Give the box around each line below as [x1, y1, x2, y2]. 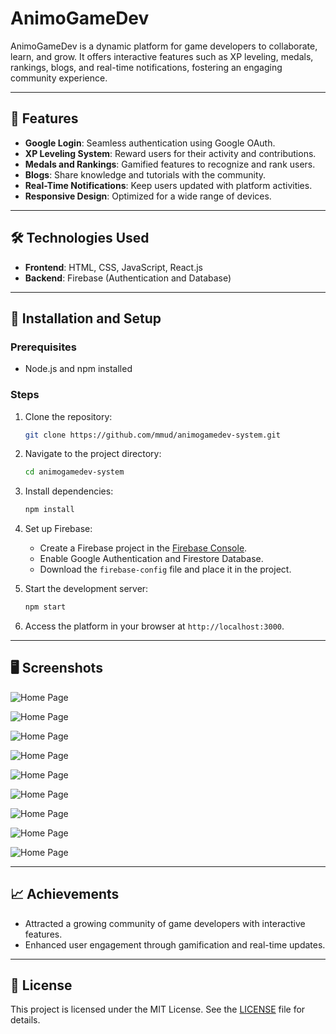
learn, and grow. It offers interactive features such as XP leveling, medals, [10, 50, 314, 62]
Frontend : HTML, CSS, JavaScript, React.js [24, 261, 203, 273]
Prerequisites [10, 340, 77, 354]
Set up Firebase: [24, 523, 93, 535]
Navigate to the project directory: [24, 448, 162, 460]
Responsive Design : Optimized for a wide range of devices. [24, 190, 272, 202]
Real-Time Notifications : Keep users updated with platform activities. [24, 179, 313, 191]
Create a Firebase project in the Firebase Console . [39, 542, 248, 554]
